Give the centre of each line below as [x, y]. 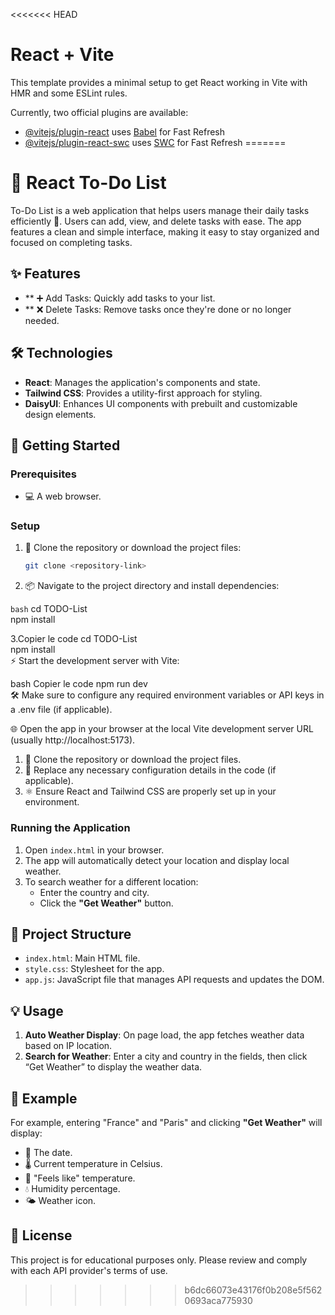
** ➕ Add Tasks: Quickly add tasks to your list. [120, 298]
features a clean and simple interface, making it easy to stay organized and [165, 231]
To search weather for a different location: [111, 881]
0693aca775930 [218, 1300]
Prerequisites [43, 474]
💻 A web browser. [63, 496]
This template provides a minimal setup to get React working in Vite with [159, 82]
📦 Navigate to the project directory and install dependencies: [152, 586]
